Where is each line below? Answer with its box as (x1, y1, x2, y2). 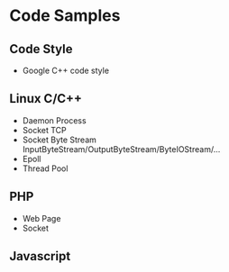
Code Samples (9, 5, 121, 26)
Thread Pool (22, 163, 69, 174)
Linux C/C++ (9, 91, 83, 106)
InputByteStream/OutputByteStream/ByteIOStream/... (22, 143, 221, 154)
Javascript (9, 249, 71, 264)
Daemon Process (22, 114, 87, 126)
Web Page (22, 213, 61, 223)
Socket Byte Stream (22, 134, 97, 145)
